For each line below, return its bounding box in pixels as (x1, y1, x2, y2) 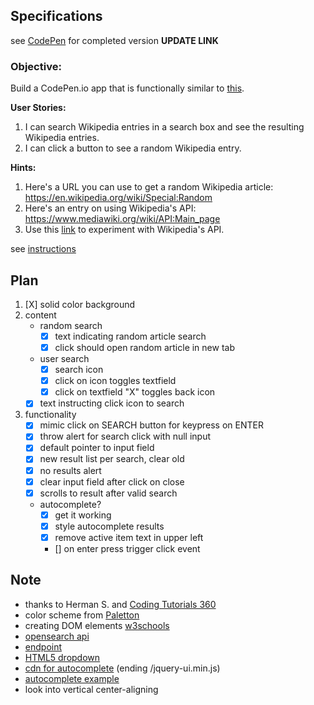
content (24, 309, 57, 321)
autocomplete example (24, 672, 120, 684)
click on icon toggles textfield (54, 375, 177, 387)
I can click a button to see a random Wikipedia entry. (24, 142, 242, 154)
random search (39, 319, 103, 331)
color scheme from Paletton (24, 609, 140, 621)
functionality (24, 409, 77, 421)
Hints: (10, 162, 37, 174)
